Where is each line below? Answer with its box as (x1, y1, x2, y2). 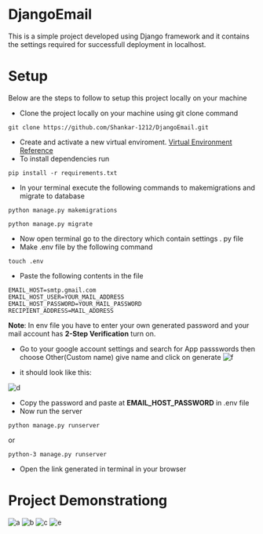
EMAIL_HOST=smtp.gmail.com (8, 286, 97, 294)
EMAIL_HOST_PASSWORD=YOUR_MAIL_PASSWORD (8, 300, 143, 307)
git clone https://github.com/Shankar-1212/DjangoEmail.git (8, 123, 210, 131)
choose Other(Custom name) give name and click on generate (19, 352, 221, 361)
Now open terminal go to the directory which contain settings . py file (19, 234, 243, 243)
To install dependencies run (19, 154, 110, 163)
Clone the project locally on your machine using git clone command (19, 108, 239, 118)
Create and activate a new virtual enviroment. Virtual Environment (19, 137, 233, 147)
